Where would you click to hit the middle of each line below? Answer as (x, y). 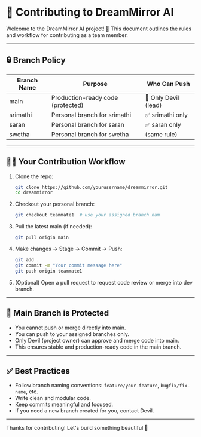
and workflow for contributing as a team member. (67, 35)
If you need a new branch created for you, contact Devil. (84, 411)
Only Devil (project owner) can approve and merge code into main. (97, 340)
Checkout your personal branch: (55, 204)
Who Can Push (168, 84)
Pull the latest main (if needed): (53, 227)
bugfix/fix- (175, 386)
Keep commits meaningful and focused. (64, 404)
